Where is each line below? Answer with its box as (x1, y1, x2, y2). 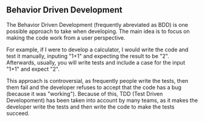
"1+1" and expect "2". (6, 65, 60, 73)
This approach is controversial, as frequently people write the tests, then (6, 77, 189, 84)
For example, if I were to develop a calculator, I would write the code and (6, 46, 189, 53)
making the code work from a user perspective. (6, 34, 126, 41)
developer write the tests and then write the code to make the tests (6, 103, 175, 110)
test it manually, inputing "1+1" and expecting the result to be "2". (6, 52, 169, 60)
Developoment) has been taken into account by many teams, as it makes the (6, 96, 198, 104)
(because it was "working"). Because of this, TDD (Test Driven (6, 90, 163, 97)
